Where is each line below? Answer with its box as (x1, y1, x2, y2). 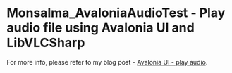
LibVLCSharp (6, 35, 85, 51)
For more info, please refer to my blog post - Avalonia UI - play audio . (6, 58, 208, 66)
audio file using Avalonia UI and (6, 20, 195, 36)
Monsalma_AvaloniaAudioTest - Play (6, 5, 226, 21)
